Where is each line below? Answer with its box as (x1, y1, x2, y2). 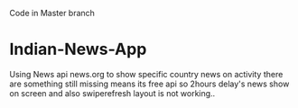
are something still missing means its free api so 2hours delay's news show (9, 78, 290, 89)
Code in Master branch (9, 8, 95, 18)
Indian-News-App (9, 40, 147, 59)
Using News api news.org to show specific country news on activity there (9, 68, 284, 79)
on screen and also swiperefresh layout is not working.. (9, 87, 216, 98)
